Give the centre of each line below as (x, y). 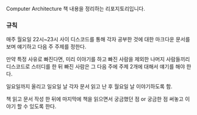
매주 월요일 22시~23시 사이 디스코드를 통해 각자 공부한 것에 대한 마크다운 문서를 (98, 40)
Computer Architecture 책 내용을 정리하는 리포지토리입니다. (76, 9)
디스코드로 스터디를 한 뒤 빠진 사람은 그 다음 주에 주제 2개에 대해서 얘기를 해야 (96, 67)
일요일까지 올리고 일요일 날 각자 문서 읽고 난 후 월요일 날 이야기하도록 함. (89, 87)
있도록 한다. (43, 106)
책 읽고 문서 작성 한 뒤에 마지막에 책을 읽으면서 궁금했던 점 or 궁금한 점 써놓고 (95, 99)
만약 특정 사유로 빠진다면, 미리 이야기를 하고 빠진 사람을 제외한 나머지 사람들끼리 (98, 59)
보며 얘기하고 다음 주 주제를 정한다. (46, 47)
